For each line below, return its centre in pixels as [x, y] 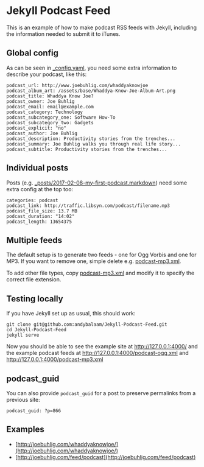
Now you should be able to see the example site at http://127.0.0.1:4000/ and [102, 346]
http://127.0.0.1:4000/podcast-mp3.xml [55, 359]
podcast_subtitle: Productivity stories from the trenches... [87, 149]
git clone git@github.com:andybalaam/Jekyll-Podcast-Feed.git [87, 325]
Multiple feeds [34, 240]
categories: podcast [33, 200]
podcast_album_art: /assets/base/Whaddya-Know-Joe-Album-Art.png [91, 91]
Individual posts [37, 168]
